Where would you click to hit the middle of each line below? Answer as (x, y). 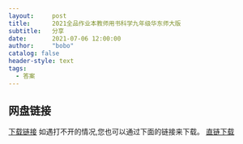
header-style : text (41, 61)
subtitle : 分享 (36, 31)
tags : (17, 69)
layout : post (38, 16)
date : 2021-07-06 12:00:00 (65, 38)
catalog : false (34, 53)
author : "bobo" (41, 46)
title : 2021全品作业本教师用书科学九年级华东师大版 (95, 23)
